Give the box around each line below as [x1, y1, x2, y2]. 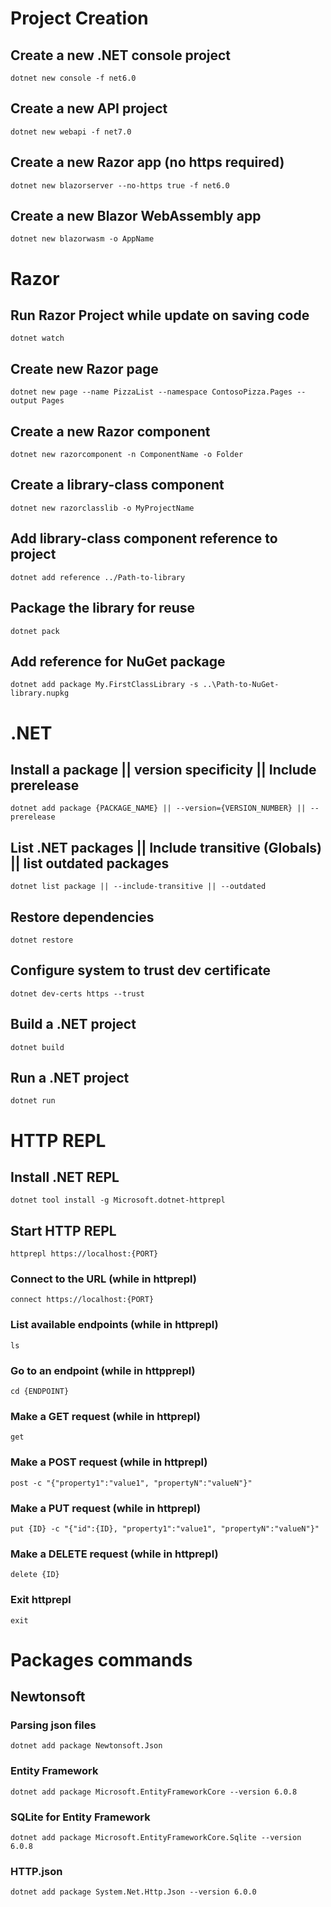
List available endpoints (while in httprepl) [10, 1318, 219, 1332]
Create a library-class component [10, 477, 225, 494]
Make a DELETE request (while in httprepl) [10, 1547, 219, 1561]
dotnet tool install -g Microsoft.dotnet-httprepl [10, 1195, 226, 1206]
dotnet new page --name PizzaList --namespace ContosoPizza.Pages [10, 387, 293, 397]
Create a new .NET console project [10, 47, 232, 64]
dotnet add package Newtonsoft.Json [10, 1741, 163, 1751]
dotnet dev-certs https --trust [10, 988, 145, 999]
